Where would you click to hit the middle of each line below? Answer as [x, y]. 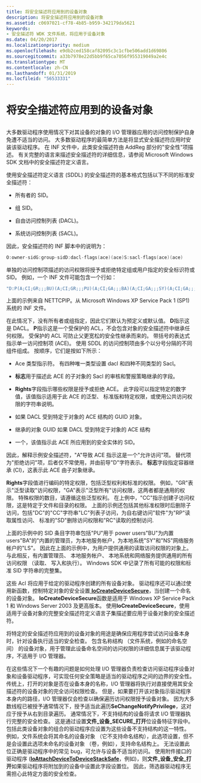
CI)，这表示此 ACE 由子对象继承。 [57, 470]
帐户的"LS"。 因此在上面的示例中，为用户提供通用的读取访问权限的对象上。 [99, 548]
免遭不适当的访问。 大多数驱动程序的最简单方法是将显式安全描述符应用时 [96, 139]
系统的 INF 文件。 [28, 308]
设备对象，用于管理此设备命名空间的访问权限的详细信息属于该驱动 [104, 649]
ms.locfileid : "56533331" [38, 79]
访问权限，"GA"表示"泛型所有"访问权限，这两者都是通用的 [109, 490]
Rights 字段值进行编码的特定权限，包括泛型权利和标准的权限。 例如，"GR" [97, 483]
